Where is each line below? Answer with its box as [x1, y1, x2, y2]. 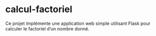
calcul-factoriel [5, 4, 73, 15]
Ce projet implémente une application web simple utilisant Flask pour [5, 20, 151, 26]
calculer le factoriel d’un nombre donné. [5, 25, 90, 31]
